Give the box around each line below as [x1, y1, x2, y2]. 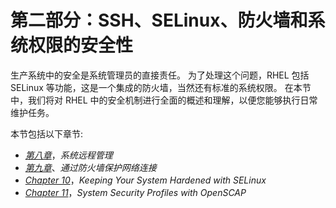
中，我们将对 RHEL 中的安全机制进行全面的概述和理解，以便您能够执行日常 [10, 94, 318, 106]
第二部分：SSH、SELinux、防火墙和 [10, 9, 308, 32]
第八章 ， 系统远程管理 [24, 149, 113, 161]
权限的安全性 [28, 34, 134, 57]
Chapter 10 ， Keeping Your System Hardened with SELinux [24, 174, 267, 186]
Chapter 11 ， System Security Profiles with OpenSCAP [24, 186, 247, 198]
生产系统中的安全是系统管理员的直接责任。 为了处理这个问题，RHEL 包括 [10, 69, 310, 81]
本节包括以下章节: [10, 127, 84, 140]
